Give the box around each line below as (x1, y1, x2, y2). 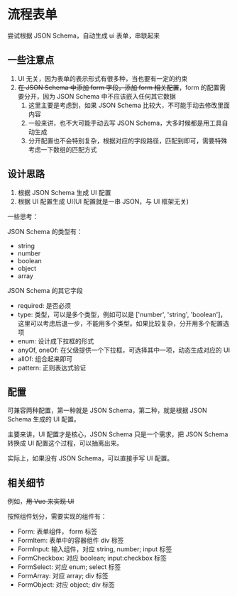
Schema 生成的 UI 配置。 (7, 415, 80, 424)
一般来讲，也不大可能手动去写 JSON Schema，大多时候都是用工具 (28, 118, 222, 127)
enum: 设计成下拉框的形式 (17, 336, 94, 345)
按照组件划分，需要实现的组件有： (7, 512, 107, 521)
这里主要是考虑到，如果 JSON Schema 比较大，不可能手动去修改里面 (28, 101, 231, 109)
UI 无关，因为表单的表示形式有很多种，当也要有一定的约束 (17, 74, 188, 82)
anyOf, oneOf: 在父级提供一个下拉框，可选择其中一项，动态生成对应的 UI (17, 346, 231, 354)
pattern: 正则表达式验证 (17, 363, 87, 372)
